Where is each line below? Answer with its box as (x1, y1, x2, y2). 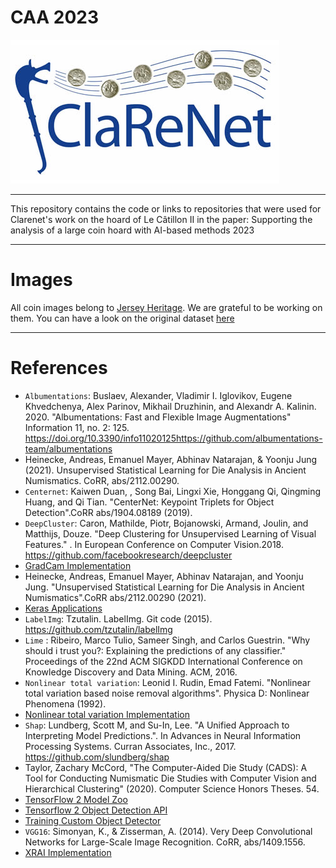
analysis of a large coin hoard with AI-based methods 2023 (10, 224, 255, 236)
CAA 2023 (10, 6, 100, 29)
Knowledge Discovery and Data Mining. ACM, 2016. (24, 666, 238, 678)
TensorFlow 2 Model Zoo (24, 793, 128, 805)
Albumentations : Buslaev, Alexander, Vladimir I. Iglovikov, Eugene (24, 389, 293, 401)
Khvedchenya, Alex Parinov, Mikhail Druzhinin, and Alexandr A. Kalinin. (24, 400, 317, 412)
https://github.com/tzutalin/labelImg (24, 623, 173, 635)
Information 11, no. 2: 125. (24, 421, 130, 433)
